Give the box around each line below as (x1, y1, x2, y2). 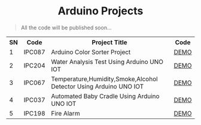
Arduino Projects (57, 4, 144, 18)
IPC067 (23, 78, 45, 87)
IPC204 (23, 61, 45, 69)
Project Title (92, 38, 127, 46)
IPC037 (23, 96, 45, 104)
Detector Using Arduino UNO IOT (51, 82, 144, 90)
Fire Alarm (51, 109, 80, 117)
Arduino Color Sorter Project (51, 48, 131, 56)
